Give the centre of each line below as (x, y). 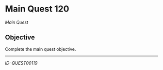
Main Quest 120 (37, 9)
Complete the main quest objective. (41, 49)
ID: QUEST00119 (21, 63)
